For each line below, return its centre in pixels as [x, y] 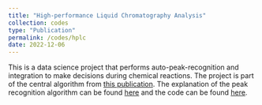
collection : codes [38, 23]
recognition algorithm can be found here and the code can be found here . [128, 92]
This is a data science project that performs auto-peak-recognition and [124, 67]
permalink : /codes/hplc [47, 37]
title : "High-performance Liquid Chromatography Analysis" [107, 15]
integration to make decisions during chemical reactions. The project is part [131, 76]
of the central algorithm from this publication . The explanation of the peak [128, 84]
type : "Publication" [42, 30]
